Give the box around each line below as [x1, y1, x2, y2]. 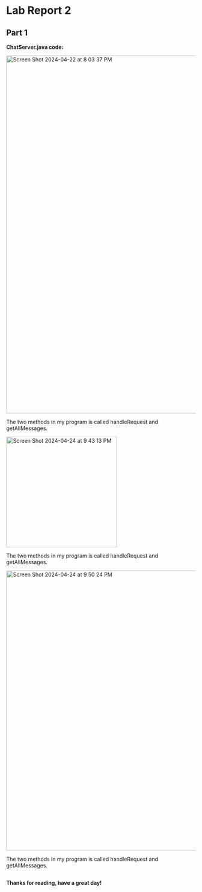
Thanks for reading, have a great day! [6, 879, 102, 887]
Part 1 [6, 28, 28, 38]
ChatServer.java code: [6, 43, 64, 51]
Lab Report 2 [6, 4, 72, 17]
